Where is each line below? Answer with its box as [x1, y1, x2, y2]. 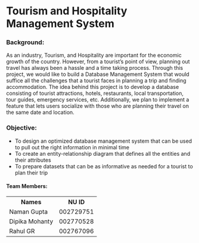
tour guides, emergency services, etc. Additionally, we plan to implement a [6, 96, 189, 103]
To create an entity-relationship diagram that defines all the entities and [14, 150, 191, 157]
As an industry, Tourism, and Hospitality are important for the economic [6, 52, 182, 59]
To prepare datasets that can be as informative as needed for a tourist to [14, 162, 194, 170]
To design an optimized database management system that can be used [14, 137, 192, 144]
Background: [6, 38, 45, 47]
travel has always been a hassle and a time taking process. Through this [6, 64, 184, 72]
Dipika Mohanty [9, 217, 54, 225]
